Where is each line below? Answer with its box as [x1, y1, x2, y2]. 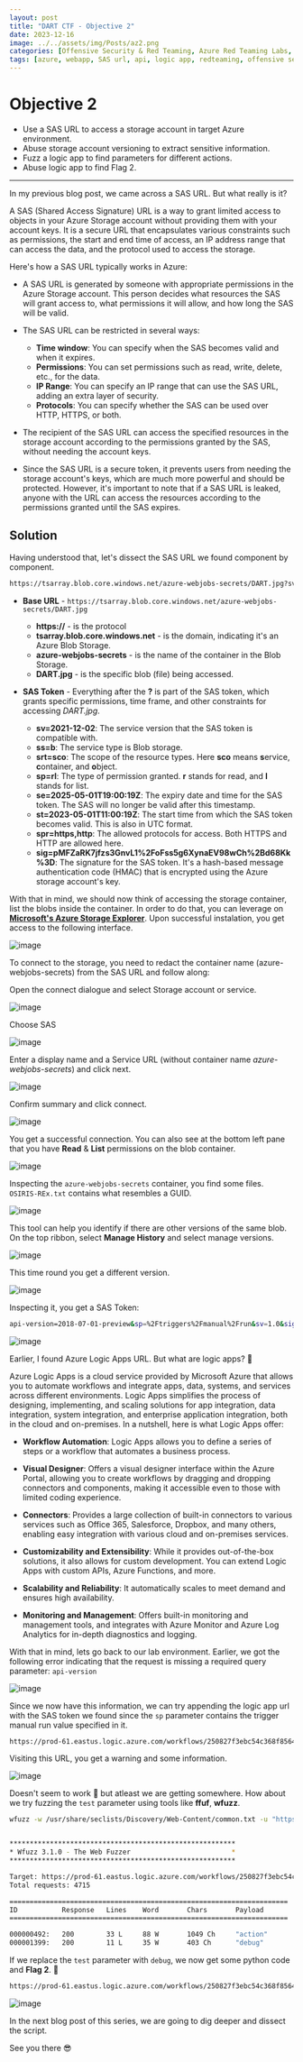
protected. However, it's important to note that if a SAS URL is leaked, [22, 482, 281, 493]
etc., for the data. [35, 371, 101, 381]
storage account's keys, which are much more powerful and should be [22, 472, 286, 483]
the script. [9, 2025, 48, 2036]
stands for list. [35, 780, 89, 791]
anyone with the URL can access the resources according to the [22, 492, 262, 503]
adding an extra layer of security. [35, 389, 160, 401]
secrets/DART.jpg [22, 605, 88, 614]
